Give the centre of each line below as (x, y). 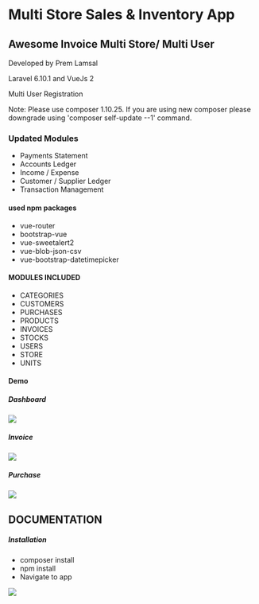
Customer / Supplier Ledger (65, 181)
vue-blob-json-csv (50, 251)
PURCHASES (41, 312)
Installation (27, 540)
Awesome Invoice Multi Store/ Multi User (111, 44)
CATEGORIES (41, 295)
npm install (38, 568)
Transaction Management (62, 189)
